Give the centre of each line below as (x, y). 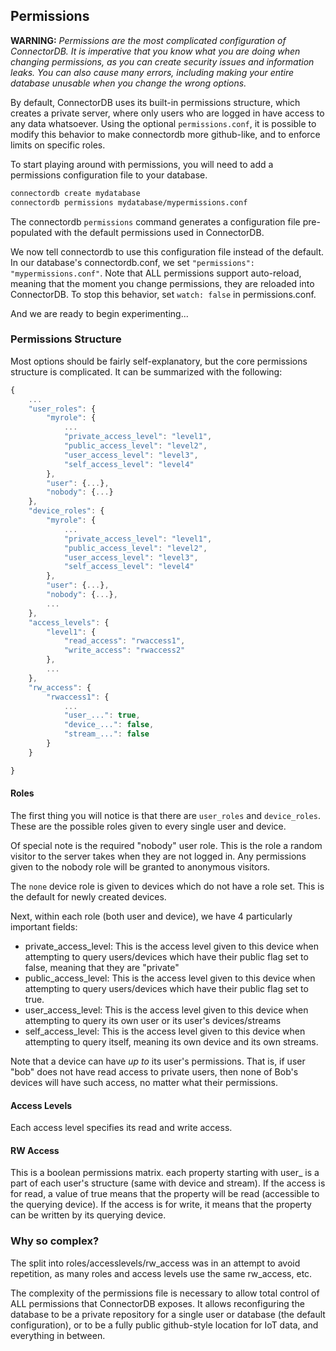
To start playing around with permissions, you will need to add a (142, 164)
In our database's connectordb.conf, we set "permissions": (133, 262)
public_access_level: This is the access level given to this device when (170, 978)
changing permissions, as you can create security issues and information (162, 61)
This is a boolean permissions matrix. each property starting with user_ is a (165, 1173)
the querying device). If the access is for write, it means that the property (161, 1205)
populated (31, 232)
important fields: (44, 926)
